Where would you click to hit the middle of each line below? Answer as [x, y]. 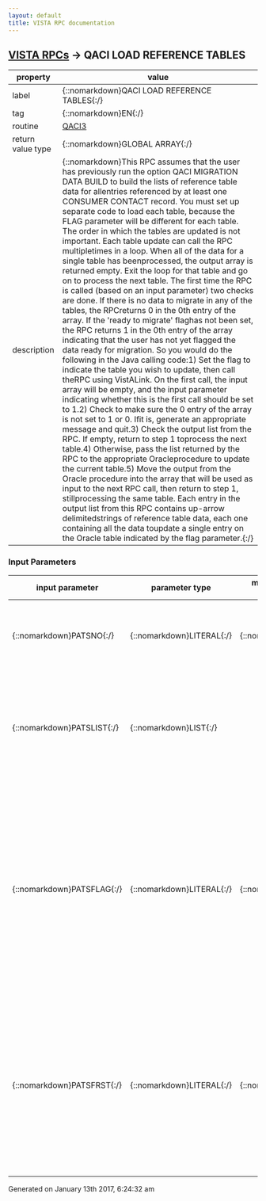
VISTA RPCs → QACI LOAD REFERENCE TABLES [127, 55]
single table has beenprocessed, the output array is [158, 261]
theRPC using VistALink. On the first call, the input [155, 379]
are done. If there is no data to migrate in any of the [158, 300]
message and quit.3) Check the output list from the [157, 429]
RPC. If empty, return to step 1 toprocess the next [154, 439]
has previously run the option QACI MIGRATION [150, 172]
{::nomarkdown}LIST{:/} [174, 727]
